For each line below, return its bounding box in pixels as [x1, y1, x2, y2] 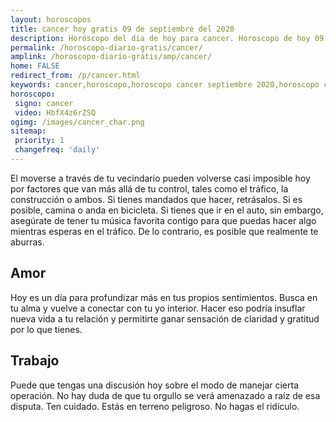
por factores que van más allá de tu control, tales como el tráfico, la [10, 182, 289, 195]
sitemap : [10, 126, 47, 136]
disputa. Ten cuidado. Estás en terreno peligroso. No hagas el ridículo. [10, 400, 300, 412]
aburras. [10, 236, 45, 248]
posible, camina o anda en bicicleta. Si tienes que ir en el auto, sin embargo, [10, 204, 324, 216]
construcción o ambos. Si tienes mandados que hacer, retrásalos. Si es [10, 193, 303, 205]
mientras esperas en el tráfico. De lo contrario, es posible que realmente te [10, 225, 319, 237]
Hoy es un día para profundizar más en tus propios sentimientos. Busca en [10, 291, 318, 303]
